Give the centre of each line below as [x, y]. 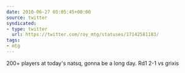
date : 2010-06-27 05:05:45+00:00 [49, 12]
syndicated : [21, 23]
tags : [13, 40]
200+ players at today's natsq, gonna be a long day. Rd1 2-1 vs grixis [93, 63]
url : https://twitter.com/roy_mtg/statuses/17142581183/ [86, 35]
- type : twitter [27, 29]
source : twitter [27, 18]
